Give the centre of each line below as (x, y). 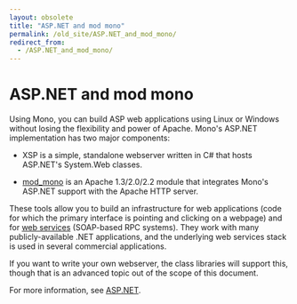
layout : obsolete (41, 17)
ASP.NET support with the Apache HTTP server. (110, 191)
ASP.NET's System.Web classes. (82, 164)
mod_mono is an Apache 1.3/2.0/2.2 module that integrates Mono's (145, 182)
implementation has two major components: (90, 138)
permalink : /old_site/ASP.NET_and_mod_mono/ (93, 34)
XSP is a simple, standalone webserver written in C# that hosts (137, 156)
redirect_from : (37, 42)
